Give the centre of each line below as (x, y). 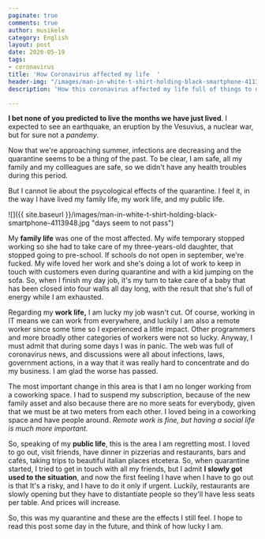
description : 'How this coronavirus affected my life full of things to (130, 89)
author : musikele (37, 30)
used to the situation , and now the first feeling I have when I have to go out (131, 477)
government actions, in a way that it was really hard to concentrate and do (129, 363)
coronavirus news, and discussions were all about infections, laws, (116, 354)
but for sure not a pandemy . (54, 135)
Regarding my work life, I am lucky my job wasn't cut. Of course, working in (132, 312)
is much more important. (48, 428)
